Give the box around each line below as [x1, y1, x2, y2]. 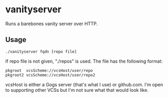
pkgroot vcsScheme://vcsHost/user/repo [5, 68, 94, 73]
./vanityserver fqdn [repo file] [5, 49, 77, 54]
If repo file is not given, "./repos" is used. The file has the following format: [5, 58, 163, 64]
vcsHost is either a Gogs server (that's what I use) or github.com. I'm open [5, 81, 163, 88]
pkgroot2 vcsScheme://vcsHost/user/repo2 [5, 72, 96, 77]
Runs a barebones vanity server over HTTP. [5, 21, 98, 27]
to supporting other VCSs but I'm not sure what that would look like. [5, 87, 149, 93]
